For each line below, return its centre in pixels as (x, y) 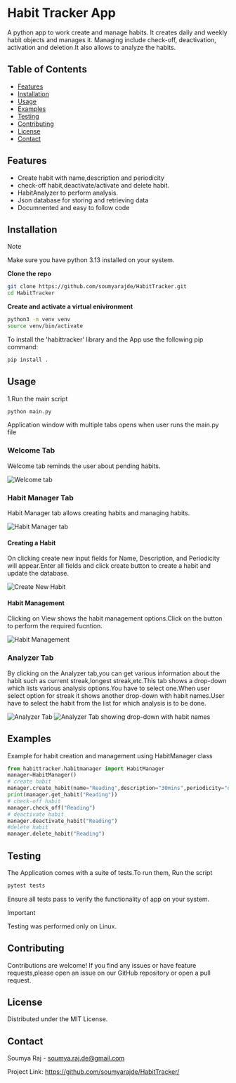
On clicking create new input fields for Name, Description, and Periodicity (113, 558)
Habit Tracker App (61, 13)
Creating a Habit (32, 543)
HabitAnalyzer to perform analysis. (68, 193)
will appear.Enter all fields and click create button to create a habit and (109, 566)
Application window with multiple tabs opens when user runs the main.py (113, 425)
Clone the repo (29, 274)
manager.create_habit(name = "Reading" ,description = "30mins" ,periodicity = (116, 789)
